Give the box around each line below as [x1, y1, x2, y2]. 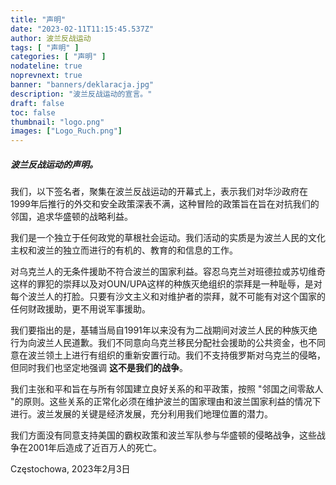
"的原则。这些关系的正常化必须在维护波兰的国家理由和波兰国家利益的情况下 [10, 396, 322, 408]
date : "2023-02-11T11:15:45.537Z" [10, 24, 155, 34]
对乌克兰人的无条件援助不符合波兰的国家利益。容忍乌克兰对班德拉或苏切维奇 [10, 266, 326, 278]
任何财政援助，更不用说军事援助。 [10, 303, 151, 315]
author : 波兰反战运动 [10, 33, 92, 43]
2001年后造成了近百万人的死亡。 [27, 442, 162, 454]
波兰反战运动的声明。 [10, 158, 98, 170]
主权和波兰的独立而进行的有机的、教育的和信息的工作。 [10, 244, 238, 256]
